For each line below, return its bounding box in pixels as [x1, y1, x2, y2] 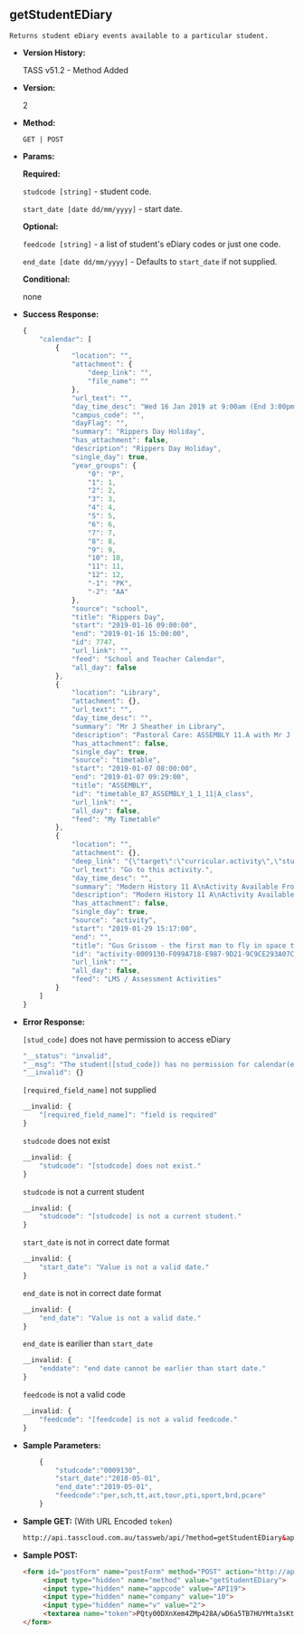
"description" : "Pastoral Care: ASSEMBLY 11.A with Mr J [71, 730, 291, 739]
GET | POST [22, 135, 64, 144]
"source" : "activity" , [71, 916, 157, 925]
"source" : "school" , [71, 604, 149, 613]
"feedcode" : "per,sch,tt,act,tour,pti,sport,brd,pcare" [55, 1491, 267, 1500]
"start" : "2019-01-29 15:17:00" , [71, 924, 197, 933]
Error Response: [22, 1016, 86, 1027]
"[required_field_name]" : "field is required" [39, 1111, 218, 1120]
